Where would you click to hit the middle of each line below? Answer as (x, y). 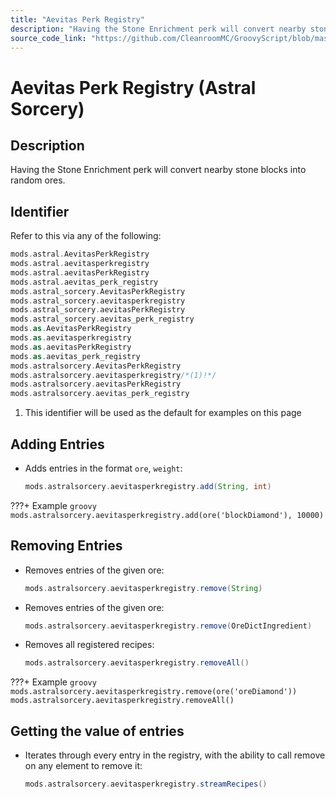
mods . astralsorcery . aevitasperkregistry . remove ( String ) (143, 588)
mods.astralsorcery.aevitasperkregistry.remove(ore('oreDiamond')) (154, 692)
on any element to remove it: (83, 766)
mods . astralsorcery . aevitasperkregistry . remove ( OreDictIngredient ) (168, 626)
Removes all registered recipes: (89, 645)
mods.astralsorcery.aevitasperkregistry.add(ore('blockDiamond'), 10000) (167, 515)
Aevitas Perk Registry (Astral (133, 87)
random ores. (38, 180)
